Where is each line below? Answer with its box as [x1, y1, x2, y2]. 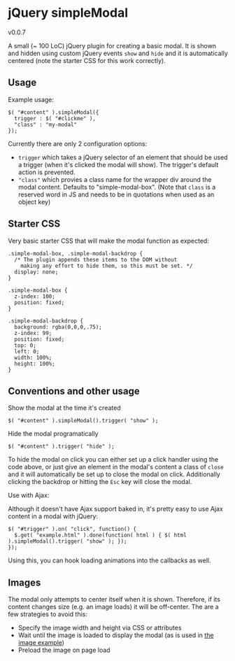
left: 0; [14, 348, 40, 355]
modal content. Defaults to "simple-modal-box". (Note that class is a [17, 183, 216, 191]
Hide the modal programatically [8, 429, 99, 438]
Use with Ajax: [8, 491, 50, 499]
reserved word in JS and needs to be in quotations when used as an [17, 190, 215, 199]
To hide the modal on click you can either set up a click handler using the [8, 455, 219, 464]
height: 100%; [14, 360, 55, 367]
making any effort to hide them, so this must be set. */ [20, 262, 193, 269]
